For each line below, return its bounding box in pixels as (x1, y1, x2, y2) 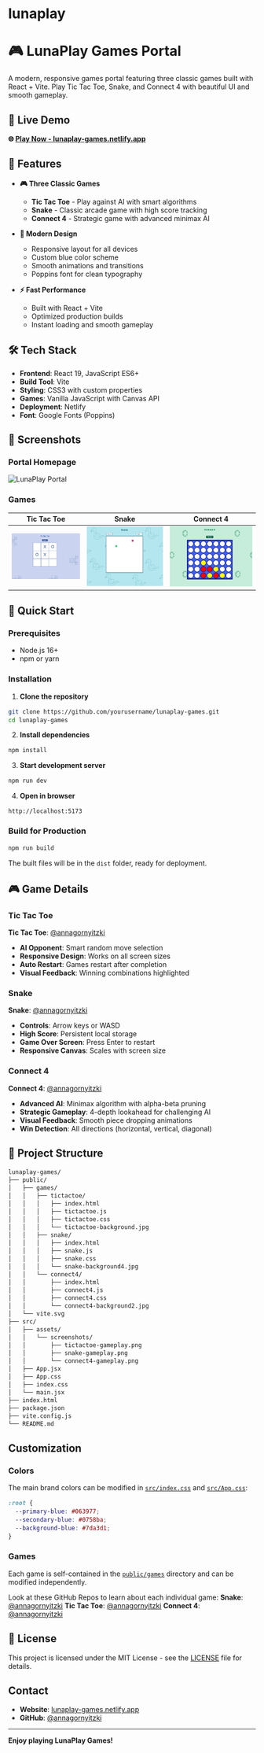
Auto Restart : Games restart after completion (19, 960, 167, 969)
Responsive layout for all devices (31, 244, 138, 253)
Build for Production (8, 825, 86, 836)
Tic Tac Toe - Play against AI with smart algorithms (31, 197, 197, 206)
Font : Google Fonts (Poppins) (19, 410, 115, 419)
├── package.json (8, 1404, 65, 1412)
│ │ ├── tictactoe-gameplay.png (8, 1342, 143, 1349)
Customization (8, 1441, 82, 1455)
